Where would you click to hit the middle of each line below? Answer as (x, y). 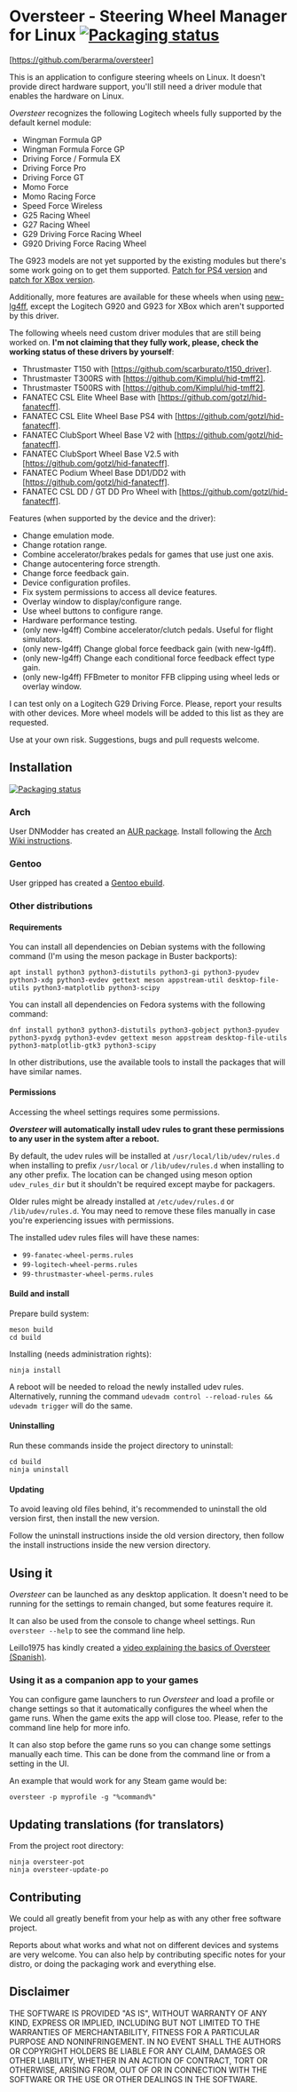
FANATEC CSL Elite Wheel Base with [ (91, 397)
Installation (41, 768)
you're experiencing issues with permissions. (92, 1220)
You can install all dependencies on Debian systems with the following (137, 947)
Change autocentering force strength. (91, 563)
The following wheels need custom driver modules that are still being (135, 333)
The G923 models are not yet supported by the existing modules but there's (148, 260)
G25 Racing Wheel (56, 215)
